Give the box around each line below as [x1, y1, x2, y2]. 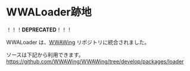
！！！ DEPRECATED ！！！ [6, 26, 73, 33]
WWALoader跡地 [6, 5, 92, 19]
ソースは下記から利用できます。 [6, 51, 84, 58]
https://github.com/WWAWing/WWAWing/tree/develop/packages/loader [6, 57, 184, 65]
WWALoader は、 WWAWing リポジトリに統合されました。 [6, 38, 150, 46]
